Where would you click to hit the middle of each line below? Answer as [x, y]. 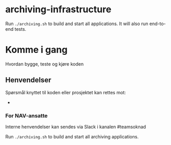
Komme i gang [36, 50]
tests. [20, 29]
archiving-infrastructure [58, 9]
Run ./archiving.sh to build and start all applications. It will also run [77, 24]
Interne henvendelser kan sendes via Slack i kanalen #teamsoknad [76, 127]
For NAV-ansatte [26, 115]
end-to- [158, 24]
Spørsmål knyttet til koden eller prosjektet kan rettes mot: [66, 92]
